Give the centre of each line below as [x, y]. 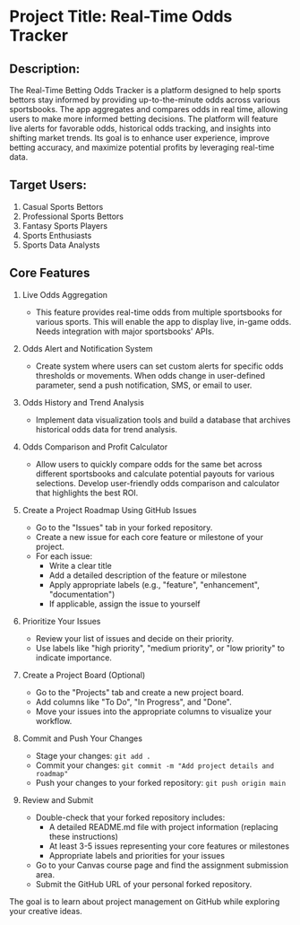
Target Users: [48, 185]
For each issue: [64, 556]
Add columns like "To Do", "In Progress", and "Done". [134, 702]
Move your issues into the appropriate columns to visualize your [154, 711]
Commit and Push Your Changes [82, 738]
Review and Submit [58, 799]
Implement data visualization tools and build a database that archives [163, 420]
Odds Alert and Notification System [87, 348]
